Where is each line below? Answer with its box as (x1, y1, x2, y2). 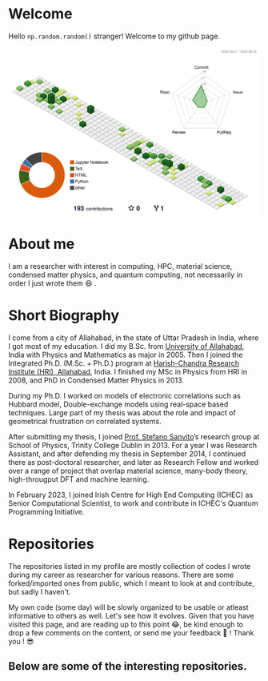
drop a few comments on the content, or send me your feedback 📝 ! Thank (8, 627, 254, 637)
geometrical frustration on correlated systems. (8, 417, 162, 426)
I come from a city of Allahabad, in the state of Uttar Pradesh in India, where (8, 333, 259, 343)
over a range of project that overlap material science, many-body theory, (8, 466, 248, 475)
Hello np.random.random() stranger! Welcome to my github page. (8, 31, 220, 41)
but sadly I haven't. (8, 587, 71, 596)
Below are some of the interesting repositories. (8, 659, 247, 673)
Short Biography (8, 306, 120, 325)
